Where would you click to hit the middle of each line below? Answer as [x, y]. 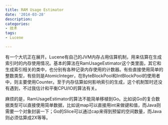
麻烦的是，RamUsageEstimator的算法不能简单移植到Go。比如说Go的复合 [80, 98]
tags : [11, 33]
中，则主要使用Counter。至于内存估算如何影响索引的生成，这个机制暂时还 [82, 82]
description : [19, 19]
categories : [18, 24]
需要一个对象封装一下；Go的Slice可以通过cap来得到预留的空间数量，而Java [83, 111]
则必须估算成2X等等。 [28, 117]
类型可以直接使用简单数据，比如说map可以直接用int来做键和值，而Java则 [85, 105]
